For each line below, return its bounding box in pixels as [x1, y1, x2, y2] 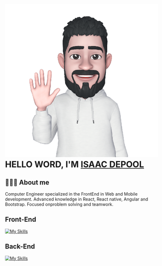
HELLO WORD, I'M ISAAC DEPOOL [5, 159, 145, 170]
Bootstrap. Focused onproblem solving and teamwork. [5, 201, 114, 207]
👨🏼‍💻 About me [5, 178, 49, 186]
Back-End [5, 242, 35, 251]
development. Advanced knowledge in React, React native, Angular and [5, 196, 148, 202]
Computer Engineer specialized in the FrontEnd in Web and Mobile [5, 191, 138, 197]
